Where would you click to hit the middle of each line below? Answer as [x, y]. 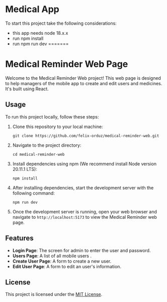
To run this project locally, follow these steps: [52, 116]
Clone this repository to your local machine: [58, 127]
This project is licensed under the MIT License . [54, 294]
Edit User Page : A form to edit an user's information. [67, 266]
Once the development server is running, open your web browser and [85, 212]
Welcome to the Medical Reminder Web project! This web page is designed [83, 78]
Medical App [32, 9]
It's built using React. [27, 89]
